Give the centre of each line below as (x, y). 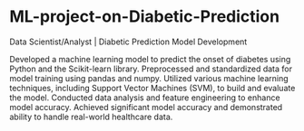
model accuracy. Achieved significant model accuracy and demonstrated (146, 107)
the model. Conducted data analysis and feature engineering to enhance (145, 98)
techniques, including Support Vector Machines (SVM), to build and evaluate (152, 88)
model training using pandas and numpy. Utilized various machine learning (149, 78)
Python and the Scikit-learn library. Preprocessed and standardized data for (151, 69)
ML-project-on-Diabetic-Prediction (144, 17)
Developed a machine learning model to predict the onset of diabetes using (150, 59)
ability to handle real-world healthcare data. (91, 117)
